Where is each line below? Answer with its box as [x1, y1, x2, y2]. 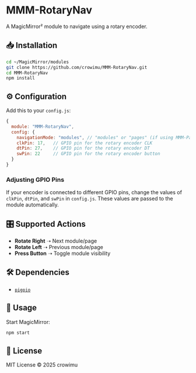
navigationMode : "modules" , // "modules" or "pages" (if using [16, 134, 174, 140]
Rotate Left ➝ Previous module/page [14, 244, 103, 251]
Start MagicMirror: [6, 318, 51, 325]
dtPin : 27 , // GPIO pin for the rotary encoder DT [16, 146, 150, 151]
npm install [6, 75, 35, 81]
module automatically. [6, 201, 60, 208]
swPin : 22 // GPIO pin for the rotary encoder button [16, 151, 160, 157]
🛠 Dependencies [6, 267, 70, 278]
